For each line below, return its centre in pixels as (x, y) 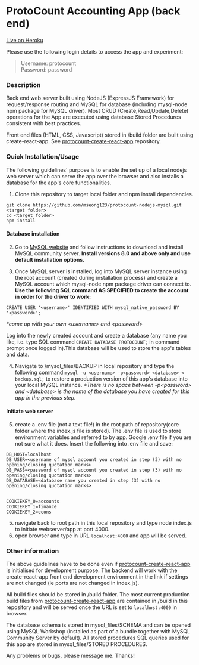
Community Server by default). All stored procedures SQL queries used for (98, 638)
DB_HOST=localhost (29, 454)
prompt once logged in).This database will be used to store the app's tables (99, 348)
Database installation (33, 234)
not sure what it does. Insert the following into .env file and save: (94, 443)
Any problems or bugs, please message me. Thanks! (70, 656)
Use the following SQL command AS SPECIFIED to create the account (102, 290)
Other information (33, 551)
